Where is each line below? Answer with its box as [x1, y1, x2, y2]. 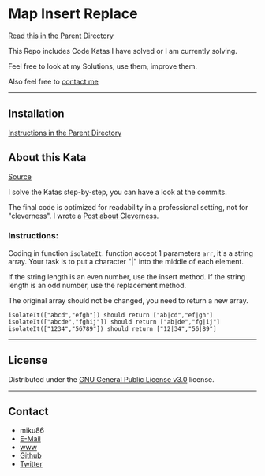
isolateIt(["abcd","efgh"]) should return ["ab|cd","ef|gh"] [8, 311, 214, 319]
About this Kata [8, 151, 87, 164]
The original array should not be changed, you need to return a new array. [8, 295, 248, 305]
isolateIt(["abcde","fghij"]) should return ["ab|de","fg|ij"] [8, 317, 221, 326]
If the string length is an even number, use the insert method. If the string [8, 272, 246, 281]
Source [8, 171, 32, 182]
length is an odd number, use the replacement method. [8, 280, 187, 290]
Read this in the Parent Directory [8, 31, 114, 40]
